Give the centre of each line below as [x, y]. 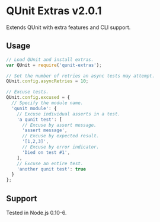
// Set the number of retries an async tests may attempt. [81, 76]
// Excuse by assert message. [59, 125]
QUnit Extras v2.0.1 [54, 11]
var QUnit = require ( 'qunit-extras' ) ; [54, 65]
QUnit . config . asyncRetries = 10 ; [47, 81]
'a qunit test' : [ [39, 120]
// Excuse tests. [28, 92]
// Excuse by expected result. [60, 136]
